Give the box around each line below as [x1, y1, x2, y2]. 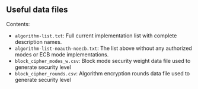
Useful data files [6, 5, 68, 15]
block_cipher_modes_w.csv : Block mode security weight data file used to [14, 57, 191, 64]
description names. [14, 38, 62, 45]
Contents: [6, 20, 30, 27]
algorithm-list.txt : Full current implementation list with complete [14, 32, 177, 39]
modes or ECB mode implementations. [14, 50, 109, 58]
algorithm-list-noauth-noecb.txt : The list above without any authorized [14, 44, 193, 52]
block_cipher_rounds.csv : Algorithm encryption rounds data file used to [14, 69, 190, 77]
